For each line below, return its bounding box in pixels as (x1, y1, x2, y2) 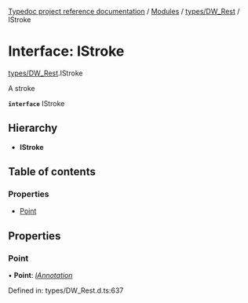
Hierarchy (8, 122, 58, 135)
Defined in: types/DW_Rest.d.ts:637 (8, 286, 124, 295)
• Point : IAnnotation (8, 271, 73, 280)
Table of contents (8, 165, 96, 179)
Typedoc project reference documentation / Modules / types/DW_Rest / (8, 7, 240, 16)
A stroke (8, 83, 35, 93)
